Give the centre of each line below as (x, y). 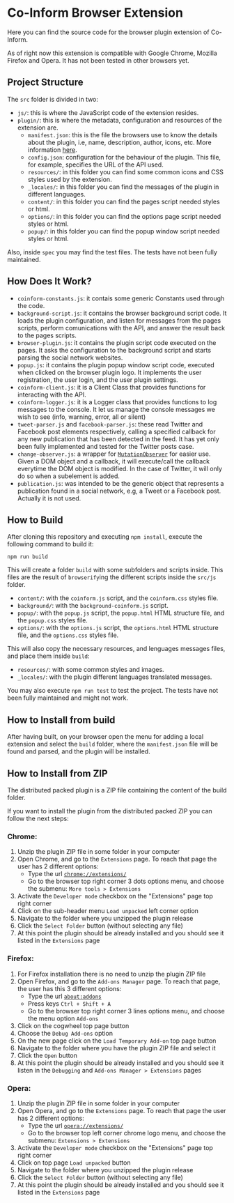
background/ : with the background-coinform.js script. (93, 606)
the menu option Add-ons (63, 1018)
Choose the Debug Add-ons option (65, 1033)
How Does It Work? (49, 281)
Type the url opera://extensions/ (76, 1125)
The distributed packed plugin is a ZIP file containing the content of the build (117, 790)
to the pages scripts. (47, 335)
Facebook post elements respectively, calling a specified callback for (116, 431)
